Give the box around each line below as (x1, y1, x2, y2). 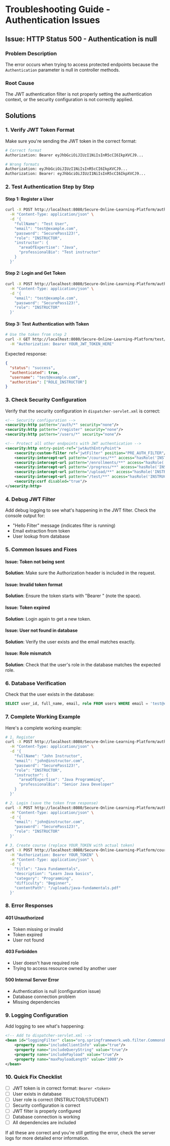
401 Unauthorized (5, 915, 44, 921)
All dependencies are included (12, 1120, 76, 1126)
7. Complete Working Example (5, 713, 81, 720)
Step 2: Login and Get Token (5, 270, 66, 276)
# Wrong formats (5, 162, 39, 167)
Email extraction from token (12, 528, 70, 534)
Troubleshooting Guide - (5, 4, 110, 15)
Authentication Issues (5, 14, 100, 26)
